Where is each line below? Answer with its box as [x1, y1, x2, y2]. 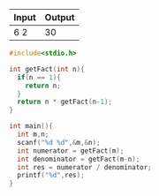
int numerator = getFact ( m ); [17, 146, 125, 155]
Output [44, 11, 75, 23]
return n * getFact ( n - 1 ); [17, 97, 113, 107]
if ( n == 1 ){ [17, 72, 62, 82]
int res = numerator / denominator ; [17, 162, 152, 171]
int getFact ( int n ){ [9, 64, 86, 73]
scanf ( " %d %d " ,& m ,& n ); [17, 138, 101, 147]
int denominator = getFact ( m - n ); [17, 155, 140, 163]
